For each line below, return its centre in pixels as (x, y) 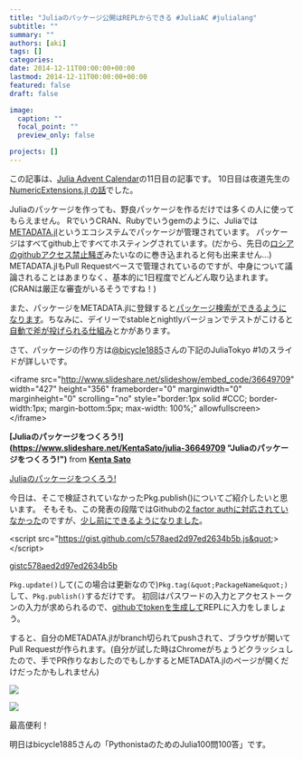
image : (22, 110)
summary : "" (32, 34)
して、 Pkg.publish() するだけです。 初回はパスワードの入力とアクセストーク (151, 596)
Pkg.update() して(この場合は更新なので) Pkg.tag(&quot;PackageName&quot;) (149, 584)
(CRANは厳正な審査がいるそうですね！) (83, 288)
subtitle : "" (34, 26)
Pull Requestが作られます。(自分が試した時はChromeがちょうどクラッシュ (147, 648)
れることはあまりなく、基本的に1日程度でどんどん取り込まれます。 (149, 277)
